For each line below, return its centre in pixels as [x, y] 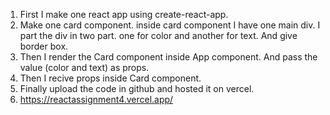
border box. [44, 46]
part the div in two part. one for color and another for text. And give [158, 35]
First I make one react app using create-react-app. [124, 14]
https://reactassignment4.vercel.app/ [96, 99]
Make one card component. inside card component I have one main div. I [170, 25]
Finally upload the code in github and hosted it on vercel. [137, 88]
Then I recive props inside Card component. [110, 78]
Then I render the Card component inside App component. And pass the [168, 57]
